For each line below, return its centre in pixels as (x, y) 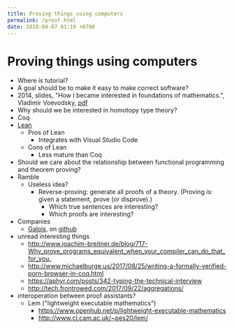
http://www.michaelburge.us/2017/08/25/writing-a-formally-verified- (127, 266)
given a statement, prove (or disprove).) (95, 199)
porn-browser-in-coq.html (66, 274)
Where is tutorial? (43, 80)
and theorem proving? (49, 170)
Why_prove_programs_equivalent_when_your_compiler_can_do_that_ (126, 251)
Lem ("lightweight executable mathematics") (92, 303)
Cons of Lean (47, 147)
